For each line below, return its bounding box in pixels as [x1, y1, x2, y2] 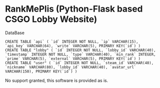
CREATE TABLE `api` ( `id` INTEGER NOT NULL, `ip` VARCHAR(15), [5, 39, 139, 44]
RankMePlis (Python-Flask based [5, 3, 143, 15]
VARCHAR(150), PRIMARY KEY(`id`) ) [5, 69, 78, 74]
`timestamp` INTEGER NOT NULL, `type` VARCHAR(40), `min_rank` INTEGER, [5, 52, 156, 57]
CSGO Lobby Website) [5, 14, 98, 25]
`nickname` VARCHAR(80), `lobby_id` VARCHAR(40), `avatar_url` [5, 65, 137, 70]
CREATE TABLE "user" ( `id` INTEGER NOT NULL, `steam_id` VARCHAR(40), [5, 60, 154, 65]
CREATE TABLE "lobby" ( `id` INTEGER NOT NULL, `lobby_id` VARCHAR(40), [5, 48, 156, 53]
